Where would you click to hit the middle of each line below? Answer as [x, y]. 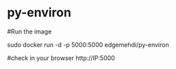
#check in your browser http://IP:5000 [61, 58]
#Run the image [29, 31]
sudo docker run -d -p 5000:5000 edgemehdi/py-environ [88, 44]
